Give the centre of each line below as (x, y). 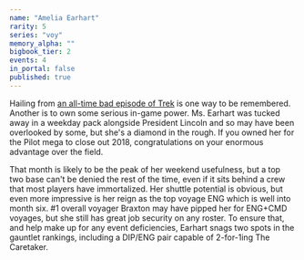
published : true (40, 78)
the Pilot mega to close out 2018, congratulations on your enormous (137, 141)
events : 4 (28, 60)
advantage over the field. (56, 151)
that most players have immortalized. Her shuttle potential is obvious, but (147, 189)
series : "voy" (36, 35)
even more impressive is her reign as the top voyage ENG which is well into (150, 198)
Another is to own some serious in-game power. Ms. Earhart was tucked (145, 113)
